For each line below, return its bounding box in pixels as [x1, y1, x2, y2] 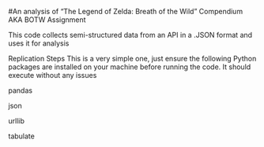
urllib [8, 116, 25, 125]
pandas [8, 86, 33, 95]
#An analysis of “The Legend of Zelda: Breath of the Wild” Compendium [8, 7, 243, 16]
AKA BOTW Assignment [8, 15, 86, 24]
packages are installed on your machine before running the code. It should [8, 62, 251, 72]
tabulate [8, 131, 36, 141]
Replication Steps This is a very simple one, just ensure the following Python [8, 54, 257, 63]
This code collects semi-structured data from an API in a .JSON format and [8, 31, 253, 39]
